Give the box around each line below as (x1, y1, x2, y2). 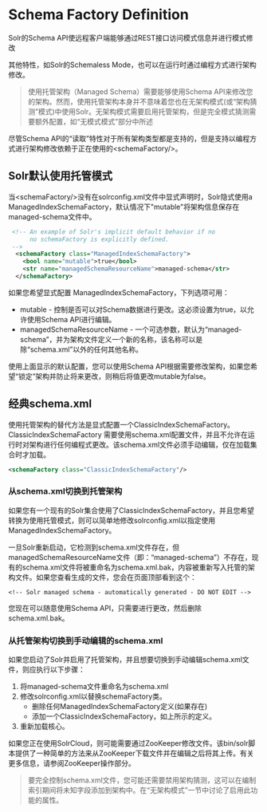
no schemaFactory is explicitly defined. (29, 235, 170, 243)
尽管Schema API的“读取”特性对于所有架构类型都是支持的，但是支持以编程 (8, 133, 250, 143)
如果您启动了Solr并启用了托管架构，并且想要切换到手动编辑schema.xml (8, 655, 243, 664)
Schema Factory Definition (8, 6, 189, 24)
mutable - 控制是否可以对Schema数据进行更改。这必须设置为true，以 (19, 305, 248, 314)
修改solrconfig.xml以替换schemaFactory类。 (19, 692, 167, 701)
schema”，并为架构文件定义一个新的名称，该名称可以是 (19, 334, 203, 344)
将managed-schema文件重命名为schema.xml (19, 682, 169, 692)
